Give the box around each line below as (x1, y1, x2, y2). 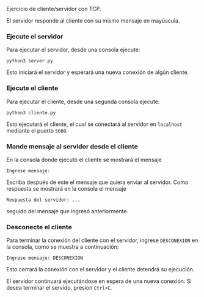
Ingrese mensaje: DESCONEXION (6, 255, 84, 262)
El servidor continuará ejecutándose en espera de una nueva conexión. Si (6, 277, 192, 285)
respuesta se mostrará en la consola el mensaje (6, 185, 126, 192)
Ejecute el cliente (6, 84, 59, 92)
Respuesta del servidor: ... (6, 197, 81, 203)
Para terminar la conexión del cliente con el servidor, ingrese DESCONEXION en (6, 237, 199, 244)
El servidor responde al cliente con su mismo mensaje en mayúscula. (6, 17, 180, 24)
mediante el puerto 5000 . (6, 127, 68, 134)
